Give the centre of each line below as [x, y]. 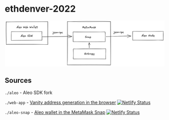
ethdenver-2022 [40, 9]
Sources [18, 81]
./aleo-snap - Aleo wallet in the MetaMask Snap [55, 112]
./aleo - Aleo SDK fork [29, 93]
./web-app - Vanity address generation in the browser [60, 103]
